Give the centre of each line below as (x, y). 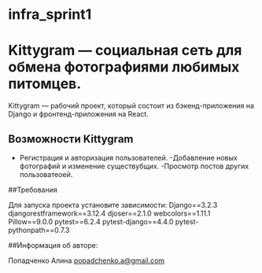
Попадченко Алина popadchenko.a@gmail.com (87, 260)
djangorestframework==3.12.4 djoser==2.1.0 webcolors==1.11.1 (109, 213)
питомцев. (45, 84)
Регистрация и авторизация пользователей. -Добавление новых (128, 157)
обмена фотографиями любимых (124, 67)
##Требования (33, 190)
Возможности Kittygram (71, 139)
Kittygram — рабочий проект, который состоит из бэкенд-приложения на (131, 106)
